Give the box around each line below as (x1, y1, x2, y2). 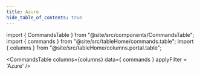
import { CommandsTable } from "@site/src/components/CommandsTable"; (6, 31, 195, 38)
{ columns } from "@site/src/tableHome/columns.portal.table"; (6, 44, 162, 51)
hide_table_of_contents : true (6, 15, 83, 21)
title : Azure (6, 8, 39, 15)
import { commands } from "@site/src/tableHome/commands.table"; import (6, 37, 194, 45)
